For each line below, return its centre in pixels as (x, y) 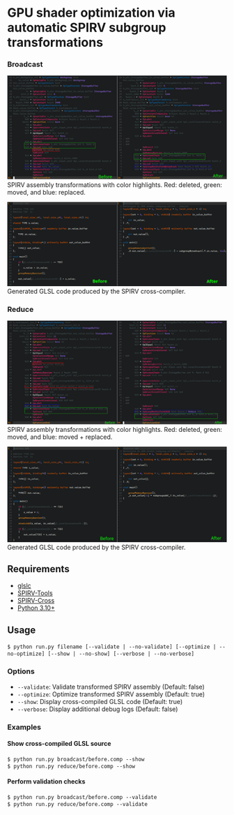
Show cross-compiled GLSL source (59, 744)
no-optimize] (26, 654)
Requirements (38, 569)
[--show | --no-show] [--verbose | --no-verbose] (121, 654)
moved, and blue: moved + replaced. (60, 437)
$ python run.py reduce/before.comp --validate (78, 804)
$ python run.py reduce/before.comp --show (71, 766)
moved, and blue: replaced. (46, 193)
